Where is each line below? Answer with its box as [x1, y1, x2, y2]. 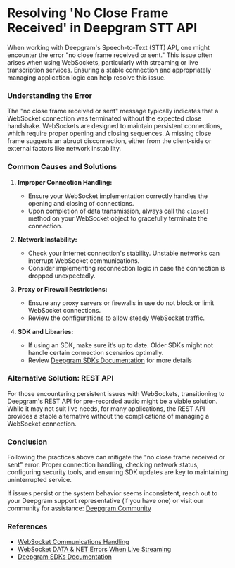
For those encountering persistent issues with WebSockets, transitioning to [7, 389, 225, 397]
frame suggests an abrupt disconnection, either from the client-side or [7, 137, 212, 145]
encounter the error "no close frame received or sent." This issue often [7, 51, 213, 59]
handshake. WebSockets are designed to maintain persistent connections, [7, 122, 222, 130]
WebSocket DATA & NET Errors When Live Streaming [17, 545, 172, 554]
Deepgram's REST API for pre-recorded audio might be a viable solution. [7, 397, 218, 405]
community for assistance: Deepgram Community [7, 504, 151, 512]
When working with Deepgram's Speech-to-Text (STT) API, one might [7, 43, 210, 51]
